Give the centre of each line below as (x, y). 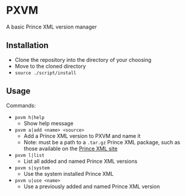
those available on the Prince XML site (70, 148)
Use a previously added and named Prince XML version (92, 186)
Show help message (48, 123)
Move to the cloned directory (50, 66)
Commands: (21, 105)
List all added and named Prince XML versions (81, 161)
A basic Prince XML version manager (51, 27)
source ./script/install (45, 73)
